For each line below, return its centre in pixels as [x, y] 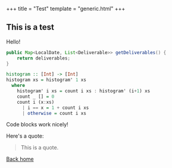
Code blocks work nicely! [37, 125]
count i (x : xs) [36, 102]
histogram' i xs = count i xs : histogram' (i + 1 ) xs [84, 91]
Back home [20, 159]
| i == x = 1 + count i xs [55, 108]
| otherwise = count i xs [54, 113]
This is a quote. [40, 148]
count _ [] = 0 [36, 97]
